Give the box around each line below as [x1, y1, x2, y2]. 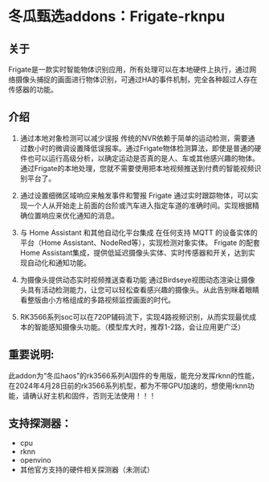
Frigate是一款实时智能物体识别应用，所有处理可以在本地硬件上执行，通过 [8, 65, 250, 74]
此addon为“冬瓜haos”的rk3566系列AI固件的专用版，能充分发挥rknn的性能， [8, 370, 259, 380]
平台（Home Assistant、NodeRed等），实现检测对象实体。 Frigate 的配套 [19, 238, 261, 247]
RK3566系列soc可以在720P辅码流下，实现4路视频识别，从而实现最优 [19, 312, 250, 321]
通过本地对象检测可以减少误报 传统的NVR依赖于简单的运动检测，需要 [19, 133, 248, 143]
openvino [19, 455, 51, 465]
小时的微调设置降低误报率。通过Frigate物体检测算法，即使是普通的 [34, 143, 255, 153]
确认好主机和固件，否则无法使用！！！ [29, 390, 157, 400]
